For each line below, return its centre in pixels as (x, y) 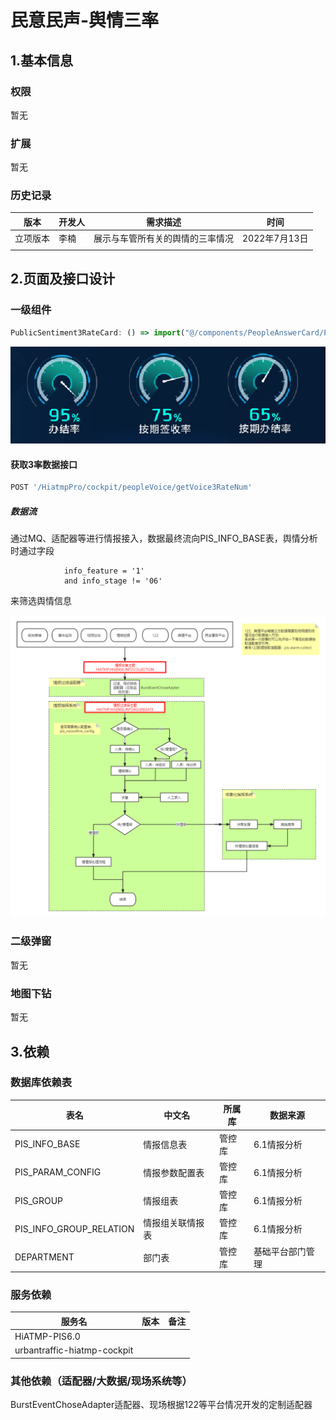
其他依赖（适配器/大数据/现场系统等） (101, 1381)
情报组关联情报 (174, 1223)
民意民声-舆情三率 (85, 20)
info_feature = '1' (104, 571)
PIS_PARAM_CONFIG (58, 1172)
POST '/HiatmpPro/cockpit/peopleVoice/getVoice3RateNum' (131, 487)
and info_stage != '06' (113, 581)
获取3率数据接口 (44, 464)
